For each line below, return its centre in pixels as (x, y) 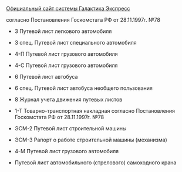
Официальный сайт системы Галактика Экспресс (68, 9)
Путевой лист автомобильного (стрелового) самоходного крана (95, 163)
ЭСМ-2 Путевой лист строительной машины (70, 128)
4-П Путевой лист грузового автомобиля (66, 54)
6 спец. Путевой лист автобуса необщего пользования (83, 88)
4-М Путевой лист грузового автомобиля (67, 151)
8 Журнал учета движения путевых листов (68, 100)
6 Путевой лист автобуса (46, 77)
